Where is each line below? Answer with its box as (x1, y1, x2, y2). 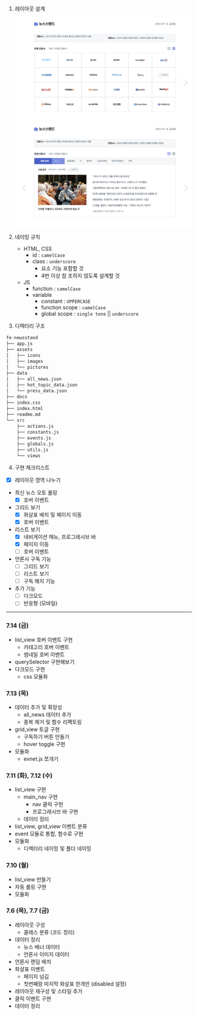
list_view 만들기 (14, 876, 51, 883)
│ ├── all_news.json (6, 376, 62, 382)
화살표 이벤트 (14, 965, 45, 973)
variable (32, 291, 52, 298)
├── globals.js (16, 441, 54, 447)
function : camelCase (32, 285, 81, 292)
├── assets (6, 346, 33, 352)
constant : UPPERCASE (41, 297, 91, 304)
